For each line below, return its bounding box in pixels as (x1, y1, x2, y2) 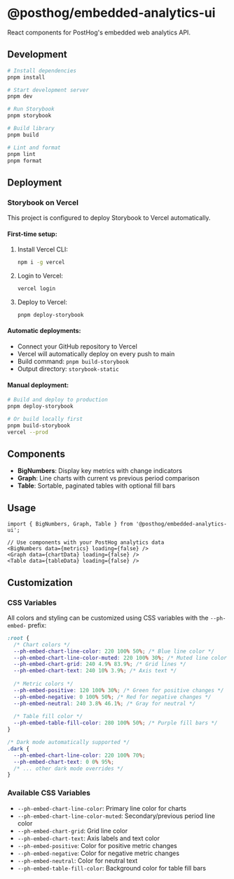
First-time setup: (7, 230, 57, 238)
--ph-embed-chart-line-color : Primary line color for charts (17, 804, 187, 812)
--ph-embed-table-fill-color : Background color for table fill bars (17, 864, 207, 872)
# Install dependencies (7, 67, 77, 74)
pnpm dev (7, 93, 33, 100)
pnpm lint (7, 150, 36, 157)
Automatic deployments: (7, 327, 82, 335)
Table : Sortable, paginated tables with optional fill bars (17, 481, 176, 490)
